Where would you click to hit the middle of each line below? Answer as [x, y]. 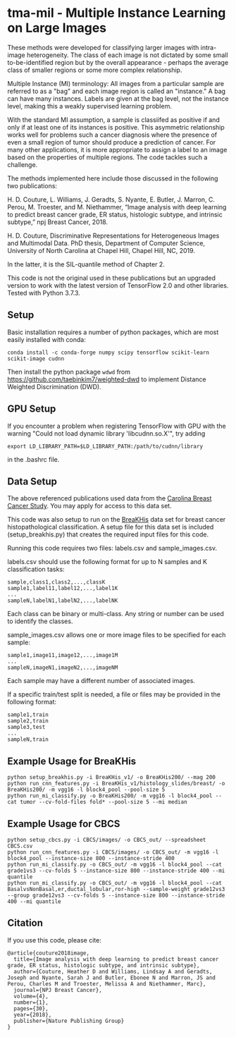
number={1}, [31, 1002]
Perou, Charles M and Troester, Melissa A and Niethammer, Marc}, [107, 984]
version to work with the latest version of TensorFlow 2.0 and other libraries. [118, 285]
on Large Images [57, 28]
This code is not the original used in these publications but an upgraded [112, 278]
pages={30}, [31, 1008]
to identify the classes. [40, 621]
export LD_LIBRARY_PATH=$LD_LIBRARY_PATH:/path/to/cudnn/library [105, 446]
